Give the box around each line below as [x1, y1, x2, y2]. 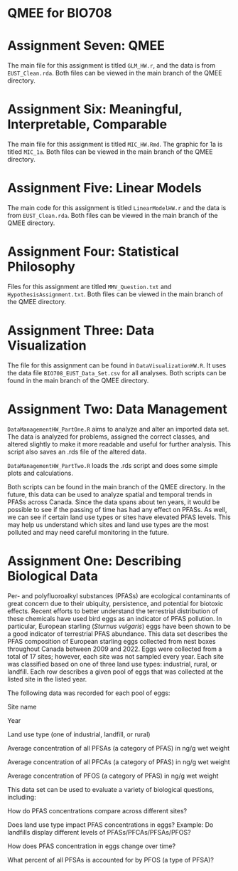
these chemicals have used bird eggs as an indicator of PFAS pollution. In [7, 614, 222, 622]
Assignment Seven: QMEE [7, 38, 165, 54]
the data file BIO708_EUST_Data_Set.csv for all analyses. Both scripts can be [7, 368, 227, 377]
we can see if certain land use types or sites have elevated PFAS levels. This [7, 513, 231, 521]
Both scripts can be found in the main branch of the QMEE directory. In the [7, 482, 226, 491]
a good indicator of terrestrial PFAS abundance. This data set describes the [7, 629, 228, 638]
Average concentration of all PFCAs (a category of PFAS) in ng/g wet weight [7, 757, 230, 766]
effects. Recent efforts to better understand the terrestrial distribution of [7, 607, 218, 615]
